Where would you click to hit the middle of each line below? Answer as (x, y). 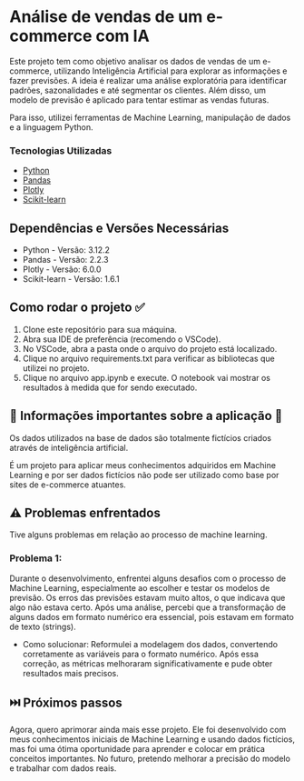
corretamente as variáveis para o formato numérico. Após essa (140, 654)
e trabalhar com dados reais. (63, 768)
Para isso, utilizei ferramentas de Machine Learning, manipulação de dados (150, 117)
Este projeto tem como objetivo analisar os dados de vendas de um (135, 61)
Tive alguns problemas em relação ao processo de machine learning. (138, 535)
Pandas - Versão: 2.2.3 (65, 260)
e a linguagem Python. (51, 127)
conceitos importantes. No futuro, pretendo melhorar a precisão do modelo (150, 758)
